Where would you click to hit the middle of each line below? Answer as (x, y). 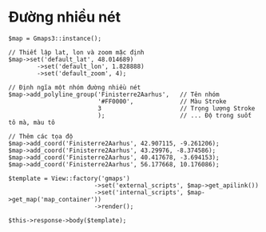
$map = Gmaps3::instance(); (55, 38)
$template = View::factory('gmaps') (69, 178)
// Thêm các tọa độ (41, 136)
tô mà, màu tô (32, 122)
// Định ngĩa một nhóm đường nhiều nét (75, 87)
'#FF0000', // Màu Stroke (162, 101)
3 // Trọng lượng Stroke (176, 108)
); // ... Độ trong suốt (174, 115)
